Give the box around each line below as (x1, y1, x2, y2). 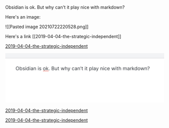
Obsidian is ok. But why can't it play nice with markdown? (5, 5, 125, 10)
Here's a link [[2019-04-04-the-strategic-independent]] (5, 34, 122, 39)
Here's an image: (5, 14, 41, 20)
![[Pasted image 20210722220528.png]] (5, 24, 89, 30)
